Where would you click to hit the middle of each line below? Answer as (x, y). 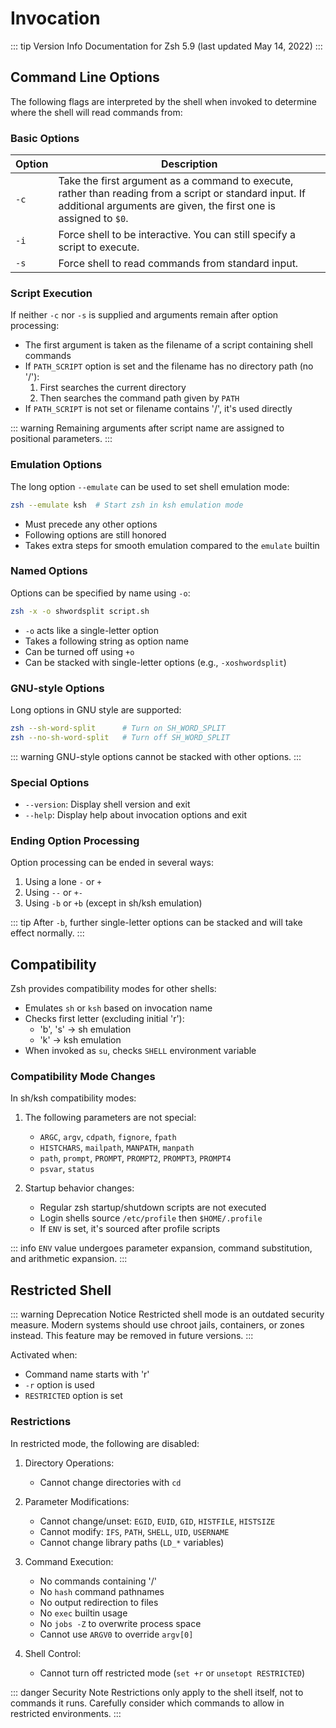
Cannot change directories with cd (110, 1482)
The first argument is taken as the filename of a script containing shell (168, 345)
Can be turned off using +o (79, 651)
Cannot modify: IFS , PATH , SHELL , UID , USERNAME (134, 1531)
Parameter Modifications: (77, 1501)
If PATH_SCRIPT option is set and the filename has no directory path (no (169, 366)
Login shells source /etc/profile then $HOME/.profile (151, 1218)
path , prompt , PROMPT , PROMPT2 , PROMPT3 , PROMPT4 (135, 1158)
